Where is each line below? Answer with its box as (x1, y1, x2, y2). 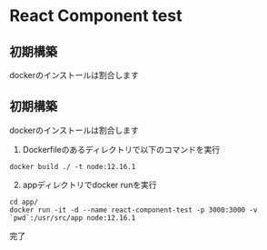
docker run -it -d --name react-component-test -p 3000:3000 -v (9, 205, 258, 215)
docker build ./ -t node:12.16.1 (9, 162, 136, 171)
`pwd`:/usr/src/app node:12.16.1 (9, 213, 136, 223)
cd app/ (9, 197, 39, 206)
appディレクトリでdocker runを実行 (22, 179, 157, 190)
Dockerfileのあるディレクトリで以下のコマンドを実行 (22, 144, 221, 155)
